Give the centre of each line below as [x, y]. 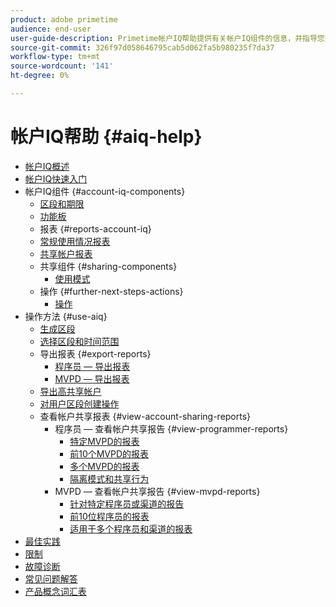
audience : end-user [51, 29]
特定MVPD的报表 [104, 441]
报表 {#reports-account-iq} [95, 228]
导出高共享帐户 [70, 391]
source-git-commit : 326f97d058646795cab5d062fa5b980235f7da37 [142, 47]
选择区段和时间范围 [79, 341]
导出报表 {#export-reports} [95, 353]
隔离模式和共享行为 [109, 478]
